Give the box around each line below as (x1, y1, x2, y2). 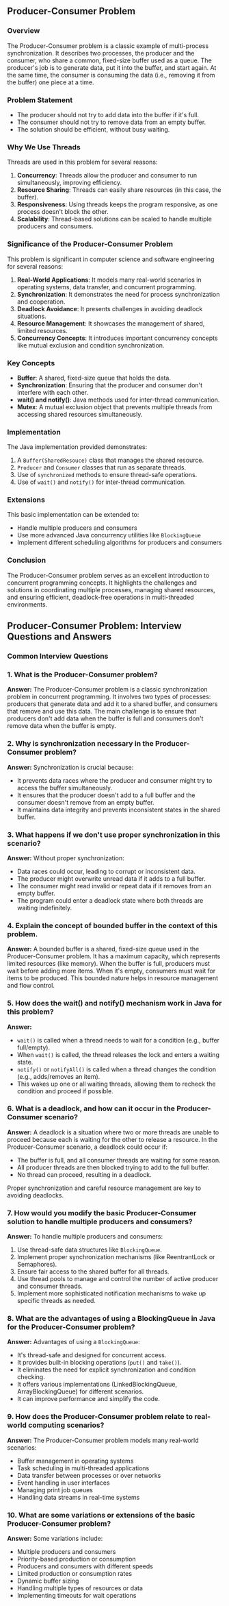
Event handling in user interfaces (16, 1479, 111, 1487)
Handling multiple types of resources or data (16, 1584, 144, 1592)
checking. (16, 1373, 46, 1381)
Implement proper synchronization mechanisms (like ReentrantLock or (16, 1253, 215, 1261)
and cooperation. (16, 297, 66, 306)
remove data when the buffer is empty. (7, 722, 116, 730)
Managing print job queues (16, 1485, 94, 1494)
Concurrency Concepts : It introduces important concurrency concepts (16, 334, 218, 342)
